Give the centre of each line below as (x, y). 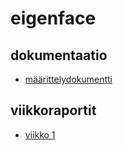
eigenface (53, 18)
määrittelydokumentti (68, 79)
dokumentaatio (59, 55)
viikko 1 (40, 134)
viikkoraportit (53, 110)
